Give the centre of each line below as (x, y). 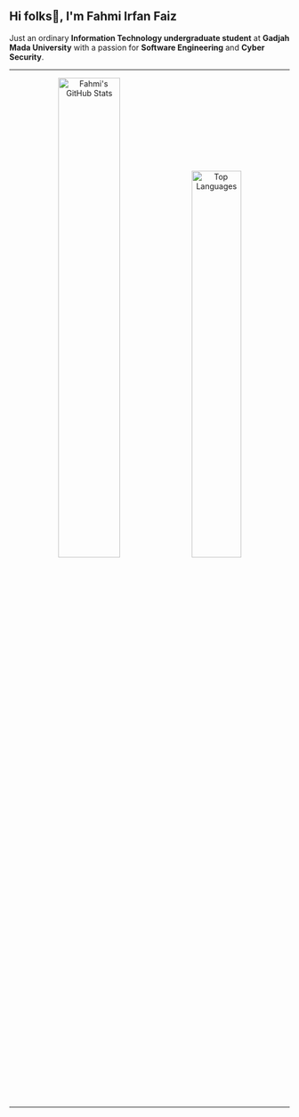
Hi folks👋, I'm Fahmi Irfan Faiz (93, 16)
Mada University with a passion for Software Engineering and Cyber (137, 47)
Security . (27, 57)
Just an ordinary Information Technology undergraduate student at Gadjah (149, 37)
